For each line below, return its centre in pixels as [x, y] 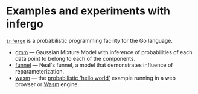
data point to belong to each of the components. [75, 58]
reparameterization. [40, 71]
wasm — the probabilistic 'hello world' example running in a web [95, 78]
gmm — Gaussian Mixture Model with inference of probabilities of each [104, 52]
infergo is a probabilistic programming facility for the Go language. [90, 40]
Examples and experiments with [88, 11]
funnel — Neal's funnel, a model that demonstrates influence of [94, 65]
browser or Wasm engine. [47, 84]
